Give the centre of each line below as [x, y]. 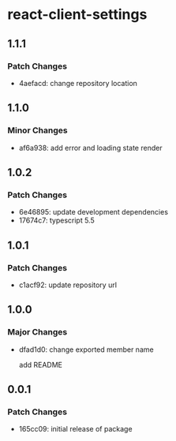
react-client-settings [77, 15]
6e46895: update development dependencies [94, 212]
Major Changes [37, 332]
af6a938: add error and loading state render [90, 148]
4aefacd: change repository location [78, 83]
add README [40, 364]
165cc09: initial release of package [75, 429]
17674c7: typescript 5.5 [57, 220]
